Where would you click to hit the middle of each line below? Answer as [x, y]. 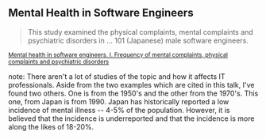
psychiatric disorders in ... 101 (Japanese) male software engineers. [138, 40]
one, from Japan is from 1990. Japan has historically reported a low [119, 101]
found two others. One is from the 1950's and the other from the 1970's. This [133, 93]
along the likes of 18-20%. [51, 126]
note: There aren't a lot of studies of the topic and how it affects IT [117, 76]
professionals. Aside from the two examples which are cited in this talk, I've [131, 85]
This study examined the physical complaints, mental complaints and [141, 32]
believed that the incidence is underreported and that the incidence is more [131, 118]
